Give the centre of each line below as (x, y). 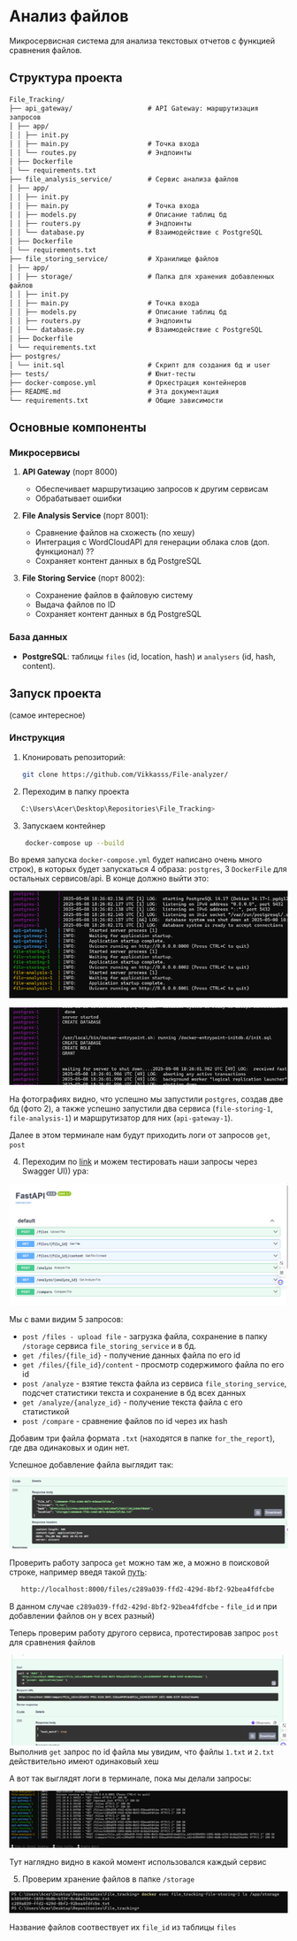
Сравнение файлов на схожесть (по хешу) (115, 533)
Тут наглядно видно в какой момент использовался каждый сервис (138, 1862)
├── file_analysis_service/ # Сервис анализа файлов (124, 179)
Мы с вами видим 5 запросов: (66, 1319)
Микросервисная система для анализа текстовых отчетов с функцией (142, 41)
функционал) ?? (65, 551)
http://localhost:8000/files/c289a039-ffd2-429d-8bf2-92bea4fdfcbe (148, 1590)
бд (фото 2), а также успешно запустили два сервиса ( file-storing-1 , (141, 1108)
